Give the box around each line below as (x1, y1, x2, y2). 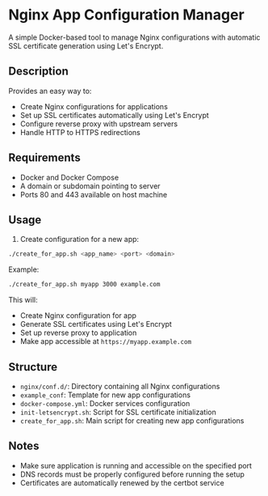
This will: (8, 295, 38, 305)
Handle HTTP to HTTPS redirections (19, 127, 141, 137)
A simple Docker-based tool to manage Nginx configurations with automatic (8, 32, 261, 42)
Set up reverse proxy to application (19, 328, 137, 337)
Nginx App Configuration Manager (8, 6, 245, 24)
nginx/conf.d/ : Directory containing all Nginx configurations (19, 381, 220, 391)
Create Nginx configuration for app (19, 311, 137, 320)
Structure (8, 360, 58, 374)
